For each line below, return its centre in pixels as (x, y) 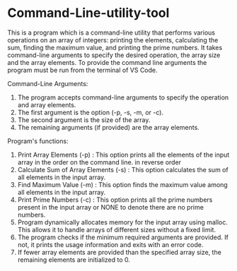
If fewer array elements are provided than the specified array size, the (119, 252)
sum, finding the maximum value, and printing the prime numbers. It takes (115, 47)
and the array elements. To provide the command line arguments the (107, 62)
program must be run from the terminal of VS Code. (82, 70)
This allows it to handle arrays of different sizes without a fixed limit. (117, 229)
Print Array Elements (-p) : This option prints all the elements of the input (123, 155)
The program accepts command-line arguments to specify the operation (123, 97)
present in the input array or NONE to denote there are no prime (110, 207)
